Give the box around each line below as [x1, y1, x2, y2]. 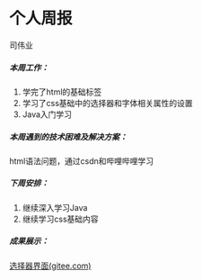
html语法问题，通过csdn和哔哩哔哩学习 [9, 155, 154, 167]
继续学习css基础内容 [22, 213, 99, 224]
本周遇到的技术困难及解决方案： [9, 131, 127, 142]
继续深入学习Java [22, 202, 88, 212]
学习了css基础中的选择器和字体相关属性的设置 [22, 97, 193, 108]
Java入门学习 [22, 109, 73, 120]
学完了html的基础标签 [22, 86, 102, 97]
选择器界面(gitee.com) [9, 260, 92, 271]
